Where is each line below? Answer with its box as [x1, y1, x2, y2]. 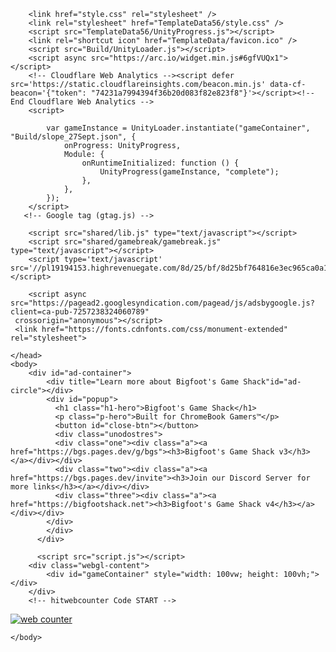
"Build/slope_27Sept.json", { [10, 132, 137, 142]
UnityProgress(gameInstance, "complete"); [99, 167, 280, 177]
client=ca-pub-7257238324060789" [10, 307, 150, 317]
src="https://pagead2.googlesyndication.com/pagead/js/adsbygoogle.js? [10, 298, 315, 308]
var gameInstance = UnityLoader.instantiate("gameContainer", [46, 123, 311, 133]
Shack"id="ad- [243, 377, 302, 387]
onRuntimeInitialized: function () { [81, 158, 240, 168]
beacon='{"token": [10, 88, 87, 98]
